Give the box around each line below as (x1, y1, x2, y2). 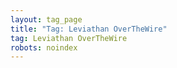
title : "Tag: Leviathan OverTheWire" (10, 24, 168, 34)
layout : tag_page (10, 14, 83, 25)
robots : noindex (10, 42, 78, 53)
